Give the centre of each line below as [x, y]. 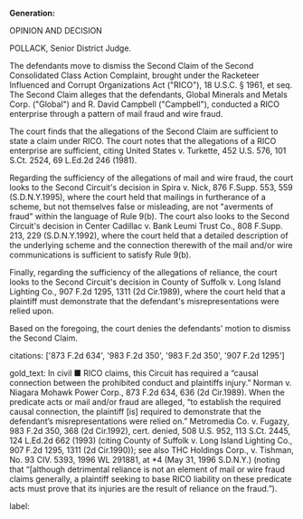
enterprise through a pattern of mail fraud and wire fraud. [116, 114]
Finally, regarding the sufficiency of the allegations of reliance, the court [143, 272]
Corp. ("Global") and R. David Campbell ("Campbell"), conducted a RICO [145, 104]
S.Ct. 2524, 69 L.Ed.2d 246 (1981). [73, 160]
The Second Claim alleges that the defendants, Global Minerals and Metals [148, 95]
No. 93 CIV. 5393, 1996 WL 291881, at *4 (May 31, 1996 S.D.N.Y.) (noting [145, 460]
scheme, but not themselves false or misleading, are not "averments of [142, 207]
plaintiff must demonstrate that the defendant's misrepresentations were [144, 301]
